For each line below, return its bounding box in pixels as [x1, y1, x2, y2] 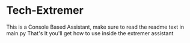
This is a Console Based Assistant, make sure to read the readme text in [6, 23, 185, 30]
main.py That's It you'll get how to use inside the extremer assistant [6, 29, 174, 36]
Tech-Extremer [6, 4, 84, 17]
